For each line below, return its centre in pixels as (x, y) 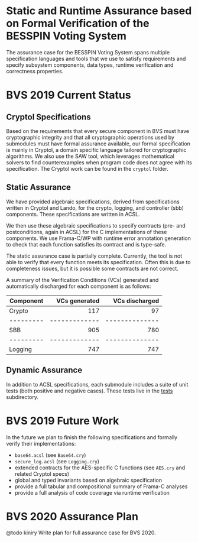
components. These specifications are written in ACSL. (73, 214)
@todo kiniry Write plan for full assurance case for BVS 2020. (81, 533)
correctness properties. (35, 71)
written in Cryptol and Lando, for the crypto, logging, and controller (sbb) (95, 207)
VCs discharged (136, 301)
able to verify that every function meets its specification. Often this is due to (98, 262)
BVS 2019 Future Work (63, 421)
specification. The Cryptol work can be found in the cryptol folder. (87, 168)
